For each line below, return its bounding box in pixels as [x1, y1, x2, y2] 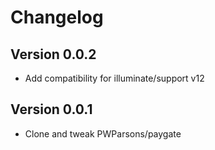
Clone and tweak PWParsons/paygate [24, 127, 182, 140]
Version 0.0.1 [10, 101, 93, 118]
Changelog [10, 6, 104, 29]
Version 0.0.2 [10, 46, 97, 63]
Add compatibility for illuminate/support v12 [24, 72, 205, 84]
